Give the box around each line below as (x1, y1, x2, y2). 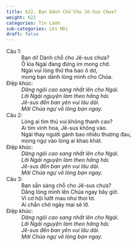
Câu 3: (6, 176, 23, 183)
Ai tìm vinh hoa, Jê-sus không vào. (21, 125, 108, 132)
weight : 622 (6, 14, 36, 20)
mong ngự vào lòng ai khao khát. (21, 137, 103, 144)
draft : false (6, 31, 39, 37)
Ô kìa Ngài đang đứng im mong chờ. (21, 61, 111, 68)
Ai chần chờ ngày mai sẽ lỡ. (21, 201, 90, 208)
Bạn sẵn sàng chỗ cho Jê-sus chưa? (21, 182, 112, 189)
